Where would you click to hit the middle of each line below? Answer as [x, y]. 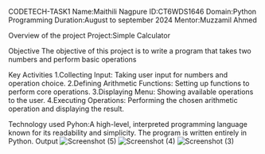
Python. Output [33, 141]
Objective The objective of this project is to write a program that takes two [130, 51]
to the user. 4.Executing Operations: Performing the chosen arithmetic [123, 100]
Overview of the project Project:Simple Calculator [90, 36]
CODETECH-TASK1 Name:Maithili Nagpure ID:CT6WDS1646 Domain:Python [132, 12]
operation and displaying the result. [66, 109]
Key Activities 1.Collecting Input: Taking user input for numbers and [118, 75]
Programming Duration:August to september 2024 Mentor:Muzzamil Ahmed [132, 20]
